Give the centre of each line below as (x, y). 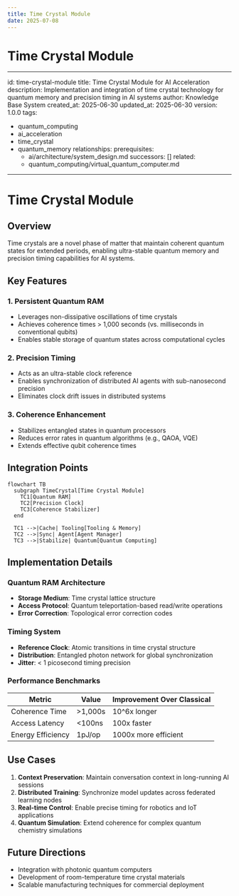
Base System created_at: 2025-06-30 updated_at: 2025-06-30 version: (113, 105)
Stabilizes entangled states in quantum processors (92, 430)
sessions (31, 785)
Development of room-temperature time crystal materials (101, 877)
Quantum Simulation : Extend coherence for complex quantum (109, 823)
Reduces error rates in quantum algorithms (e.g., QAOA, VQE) (107, 438)
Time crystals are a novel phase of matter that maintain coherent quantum (116, 243)
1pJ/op (89, 734)
